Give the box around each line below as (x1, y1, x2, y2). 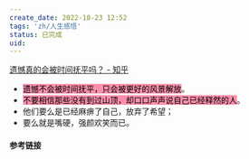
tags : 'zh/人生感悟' (9, 22, 81, 31)
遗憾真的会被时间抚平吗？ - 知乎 (9, 64, 129, 75)
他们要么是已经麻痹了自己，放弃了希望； (22, 106, 174, 117)
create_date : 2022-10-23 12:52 (9, 13, 128, 23)
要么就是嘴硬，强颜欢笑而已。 (22, 117, 134, 128)
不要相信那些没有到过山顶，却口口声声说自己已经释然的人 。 (22, 95, 245, 106)
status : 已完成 (9, 30, 62, 39)
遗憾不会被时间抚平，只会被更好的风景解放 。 (22, 83, 190, 95)
